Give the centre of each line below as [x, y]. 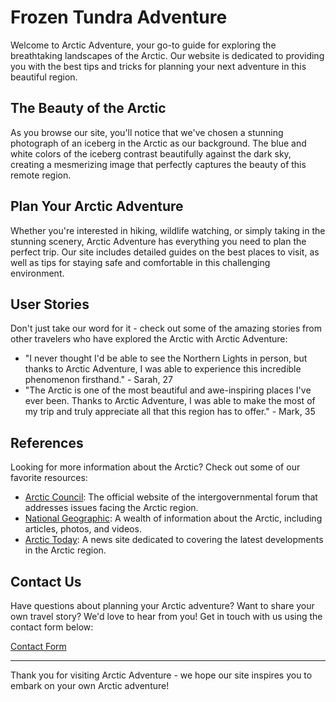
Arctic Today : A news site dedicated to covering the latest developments [174, 540]
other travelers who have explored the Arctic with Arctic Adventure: [149, 339]
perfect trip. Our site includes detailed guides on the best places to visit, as [165, 252]
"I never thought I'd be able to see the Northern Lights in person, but [166, 358]
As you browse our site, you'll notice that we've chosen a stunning [147, 132]
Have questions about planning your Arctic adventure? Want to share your [162, 605]
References [47, 442]
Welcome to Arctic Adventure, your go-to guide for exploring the [143, 45]
